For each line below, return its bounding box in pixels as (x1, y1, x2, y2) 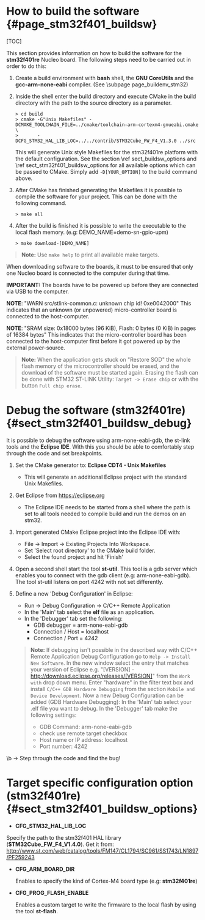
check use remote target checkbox (39, 730, 128, 737)
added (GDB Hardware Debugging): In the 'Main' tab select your (30, 698, 192, 705)
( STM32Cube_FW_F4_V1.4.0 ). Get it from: (6, 840, 114, 848)
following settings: (30, 711, 77, 719)
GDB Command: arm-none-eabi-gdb (39, 723, 132, 730)
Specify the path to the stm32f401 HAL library (6, 834, 122, 841)
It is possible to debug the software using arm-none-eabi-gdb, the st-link (6, 436, 190, 444)
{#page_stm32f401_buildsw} (6, 17, 157, 31)
